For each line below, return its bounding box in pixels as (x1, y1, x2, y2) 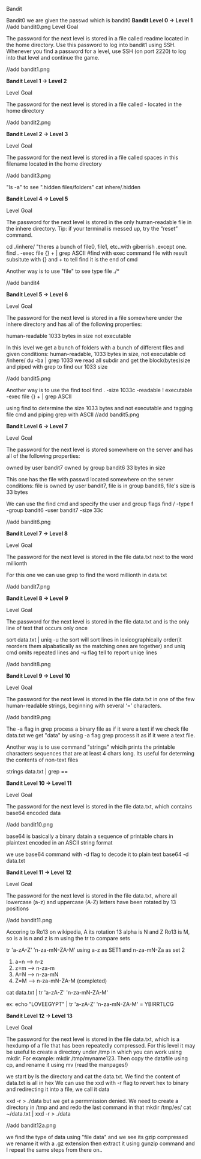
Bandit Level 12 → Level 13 (6, 1012, 73, 1019)
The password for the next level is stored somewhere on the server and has (6, 446, 193, 453)
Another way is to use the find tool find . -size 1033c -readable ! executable (6, 387, 193, 393)
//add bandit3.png (6, 172, 51, 179)
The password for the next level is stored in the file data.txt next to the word (6, 554, 194, 560)
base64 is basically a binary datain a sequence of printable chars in (6, 833, 174, 840)
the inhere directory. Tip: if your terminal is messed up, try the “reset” (6, 225, 178, 232)
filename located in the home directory (6, 160, 102, 167)
